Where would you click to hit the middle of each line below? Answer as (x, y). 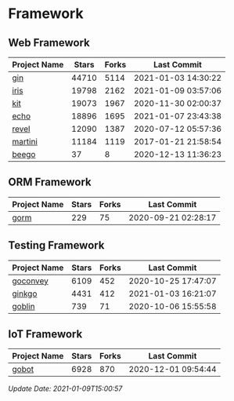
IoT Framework (45, 334)
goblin (23, 306)
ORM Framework (50, 182)
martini (25, 142)
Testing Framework (56, 245)
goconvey (31, 281)
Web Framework (49, 43)
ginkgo (25, 293)
